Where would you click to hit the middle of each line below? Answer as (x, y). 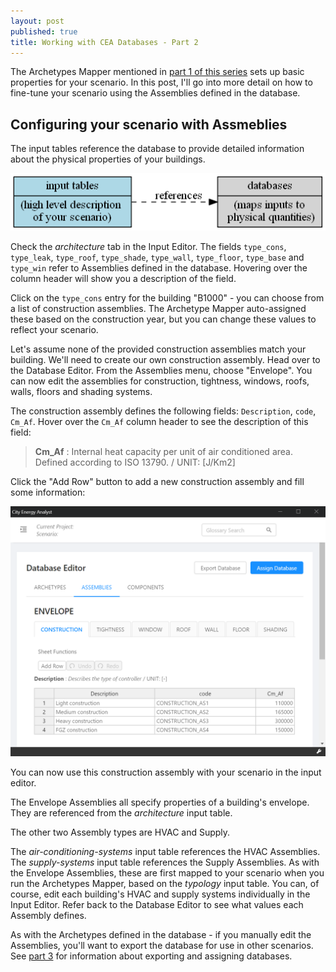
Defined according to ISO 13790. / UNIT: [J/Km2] (135, 462)
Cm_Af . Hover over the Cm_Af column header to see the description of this (159, 421)
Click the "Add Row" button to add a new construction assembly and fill (157, 481)
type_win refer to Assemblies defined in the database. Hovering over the (159, 267)
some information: (48, 492)
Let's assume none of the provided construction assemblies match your (158, 349)
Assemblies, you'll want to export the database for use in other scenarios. (162, 945)
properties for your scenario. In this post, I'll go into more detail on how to (161, 82)
